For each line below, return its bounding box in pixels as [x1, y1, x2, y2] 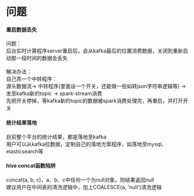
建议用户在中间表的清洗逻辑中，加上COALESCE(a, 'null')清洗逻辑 [6, 183, 162, 190]
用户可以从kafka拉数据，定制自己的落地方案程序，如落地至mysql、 [6, 141, 167, 148]
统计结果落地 [6, 119, 37, 126]
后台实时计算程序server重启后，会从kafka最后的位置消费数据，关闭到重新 [6, 47, 183, 54]
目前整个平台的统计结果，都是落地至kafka [6, 133, 107, 140]
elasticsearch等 [6, 148, 44, 155]
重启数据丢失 [6, 26, 37, 33]
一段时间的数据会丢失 [16, 55, 68, 62]
